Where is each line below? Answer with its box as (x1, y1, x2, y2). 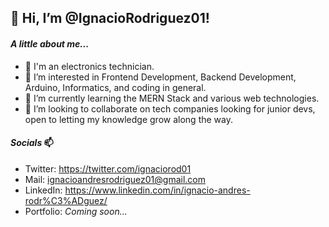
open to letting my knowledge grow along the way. (24, 113, 233, 125)
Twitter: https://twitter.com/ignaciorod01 (24, 162, 192, 175)
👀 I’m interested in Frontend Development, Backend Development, (24, 71, 297, 83)
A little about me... (10, 37, 90, 50)
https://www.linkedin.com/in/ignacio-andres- (64, 184, 251, 196)
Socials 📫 (10, 137, 54, 149)
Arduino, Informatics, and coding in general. (24, 81, 207, 93)
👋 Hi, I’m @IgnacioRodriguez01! (10, 10, 210, 27)
